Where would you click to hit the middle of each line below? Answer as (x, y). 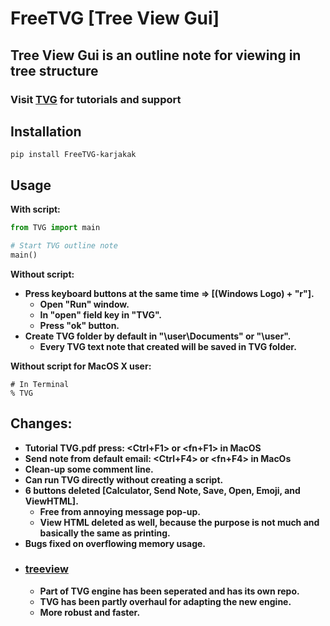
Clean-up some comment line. (89, 469)
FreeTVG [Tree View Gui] (115, 18)
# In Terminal (40, 384)
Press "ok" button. (79, 325)
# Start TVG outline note (64, 246)
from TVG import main (55, 228)
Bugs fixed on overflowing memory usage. (115, 543)
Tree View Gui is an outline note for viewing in (156, 55)
